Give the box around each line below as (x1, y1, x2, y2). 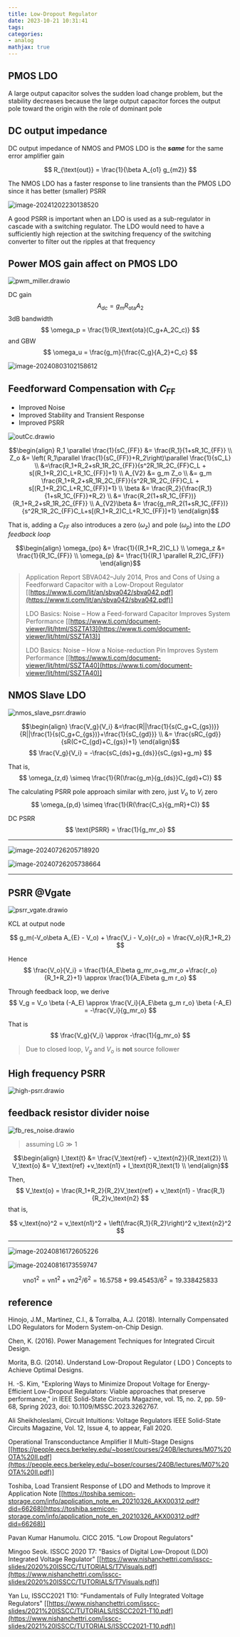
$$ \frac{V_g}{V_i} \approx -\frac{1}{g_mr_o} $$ (50, 1031, 191, 1039)
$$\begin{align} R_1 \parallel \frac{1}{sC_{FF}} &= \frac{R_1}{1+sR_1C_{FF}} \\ (9, 446, 232, 455)
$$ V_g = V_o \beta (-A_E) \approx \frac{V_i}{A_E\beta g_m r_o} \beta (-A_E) (9, 999, 232, 1007)
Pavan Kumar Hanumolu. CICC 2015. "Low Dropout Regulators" (8, 1533, 194, 1542)
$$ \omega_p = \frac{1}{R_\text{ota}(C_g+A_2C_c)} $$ (41, 326, 200, 334)
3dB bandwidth (8, 315, 53, 323)
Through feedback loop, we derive (8, 987, 110, 996)
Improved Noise (18, 403, 66, 412)
